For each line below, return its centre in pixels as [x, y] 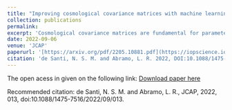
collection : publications [44, 20]
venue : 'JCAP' [28, 46]
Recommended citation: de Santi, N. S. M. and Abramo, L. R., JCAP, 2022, [112, 91]
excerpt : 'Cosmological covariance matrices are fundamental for [103, 33]
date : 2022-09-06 [32, 39]
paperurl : [21, 53]
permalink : [23, 26]
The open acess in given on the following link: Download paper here [104, 78]
